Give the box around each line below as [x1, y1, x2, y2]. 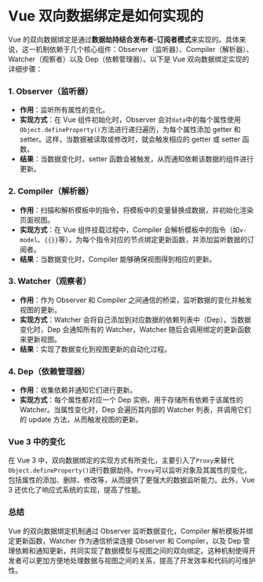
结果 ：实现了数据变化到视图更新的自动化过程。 [19, 344, 171, 354]
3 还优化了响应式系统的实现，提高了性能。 [8, 485, 145, 495]
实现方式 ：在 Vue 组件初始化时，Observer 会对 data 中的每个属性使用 [19, 115, 241, 124]
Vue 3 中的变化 [8, 436, 65, 448]
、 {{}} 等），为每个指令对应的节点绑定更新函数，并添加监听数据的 [37, 234, 248, 244]
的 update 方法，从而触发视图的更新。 [19, 414, 143, 425]
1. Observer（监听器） [8, 86, 93, 97]
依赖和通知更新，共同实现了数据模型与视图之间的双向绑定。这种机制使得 [14, 546, 249, 555]
